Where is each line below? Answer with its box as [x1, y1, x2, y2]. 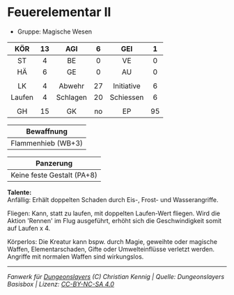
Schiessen [109, 92, 144, 102]
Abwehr [58, 81, 85, 91]
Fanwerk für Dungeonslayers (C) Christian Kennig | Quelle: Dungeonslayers [7, 272, 225, 280]
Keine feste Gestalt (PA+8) [10, 170, 97, 180]
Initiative [113, 81, 141, 91]
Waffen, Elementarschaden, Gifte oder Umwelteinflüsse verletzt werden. [7, 245, 214, 253]
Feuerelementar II [7, 4, 111, 20]
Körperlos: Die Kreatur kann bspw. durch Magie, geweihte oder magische [7, 237, 218, 245]
